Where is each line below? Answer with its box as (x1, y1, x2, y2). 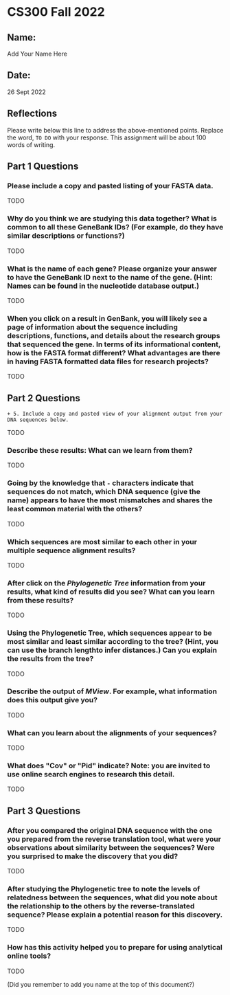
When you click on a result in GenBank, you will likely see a (7, 313, 207, 323)
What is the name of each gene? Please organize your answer (7, 264, 218, 273)
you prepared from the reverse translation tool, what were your (7, 834, 222, 844)
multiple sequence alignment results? (7, 546, 136, 555)
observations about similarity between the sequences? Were (7, 842, 215, 852)
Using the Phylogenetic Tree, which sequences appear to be (7, 628, 212, 638)
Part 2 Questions (7, 392, 81, 404)
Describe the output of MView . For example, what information (7, 686, 218, 696)
